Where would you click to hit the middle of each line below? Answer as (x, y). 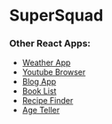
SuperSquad (56, 16)
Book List (39, 91)
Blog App (39, 82)
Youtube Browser (54, 72)
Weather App (46, 62)
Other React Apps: (50, 44)
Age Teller (41, 110)
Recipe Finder (48, 101)
